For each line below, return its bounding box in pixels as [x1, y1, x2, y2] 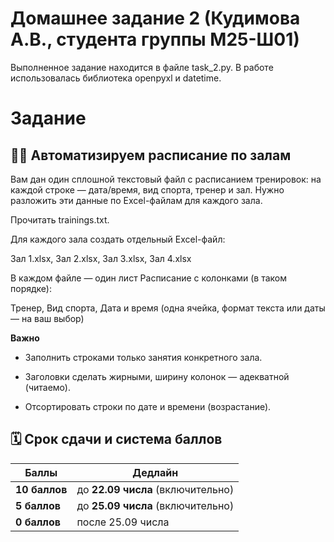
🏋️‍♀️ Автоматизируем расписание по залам [10, 147, 292, 164]
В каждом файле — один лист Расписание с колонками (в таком [10, 272, 288, 284]
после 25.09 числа [76, 515, 170, 529]
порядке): [10, 282, 52, 294]
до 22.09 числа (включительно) [76, 482, 235, 496]
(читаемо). [24, 381, 71, 393]
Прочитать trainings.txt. [10, 213, 110, 226]
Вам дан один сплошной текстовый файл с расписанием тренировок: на [10, 173, 322, 185]
